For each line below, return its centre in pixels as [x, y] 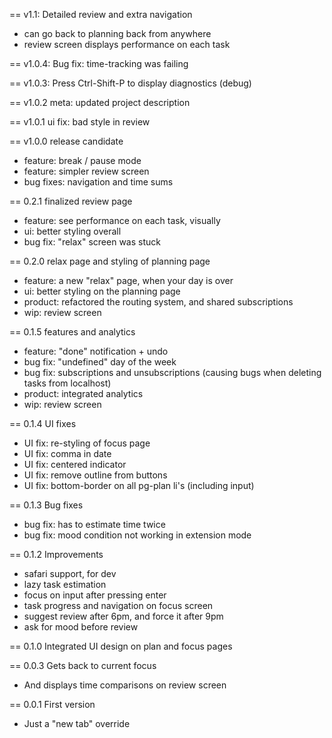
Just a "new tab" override [77, 723]
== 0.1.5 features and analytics [72, 332]
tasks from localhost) [67, 383]
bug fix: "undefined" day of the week [100, 362]
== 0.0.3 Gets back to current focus [83, 665]
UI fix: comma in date [67, 453]
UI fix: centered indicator [75, 464]
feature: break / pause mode [82, 160]
